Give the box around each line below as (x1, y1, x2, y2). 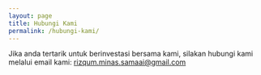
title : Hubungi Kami (8, 19, 79, 27)
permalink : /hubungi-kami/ (8, 27, 100, 35)
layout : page (8, 11, 53, 20)
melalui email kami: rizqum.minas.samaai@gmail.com (8, 57, 186, 67)
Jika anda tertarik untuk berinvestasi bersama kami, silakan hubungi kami (8, 49, 254, 59)
